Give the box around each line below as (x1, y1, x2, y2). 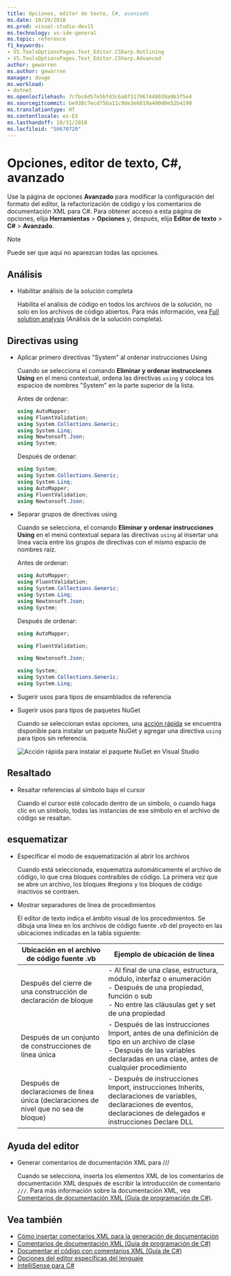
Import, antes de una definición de (107, 1028, 219, 1037)
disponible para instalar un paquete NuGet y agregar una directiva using (16, 727, 222, 735)
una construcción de (20, 986, 87, 996)
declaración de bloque (20, 995, 93, 1005)
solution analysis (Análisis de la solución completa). (16, 315, 164, 323)
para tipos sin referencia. (16, 733, 88, 742)
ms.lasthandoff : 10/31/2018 (7, 119, 88, 126)
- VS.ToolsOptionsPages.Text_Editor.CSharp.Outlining (7, 49, 165, 56)
